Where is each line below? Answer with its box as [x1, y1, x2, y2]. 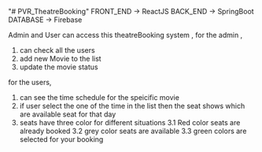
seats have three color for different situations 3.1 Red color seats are [19, 118, 241, 127]
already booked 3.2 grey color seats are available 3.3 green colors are [19, 126, 247, 135]
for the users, [8, 78, 52, 87]
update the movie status [19, 62, 98, 72]
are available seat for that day [19, 109, 116, 119]
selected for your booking [19, 135, 104, 144]
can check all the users [19, 46, 96, 54]
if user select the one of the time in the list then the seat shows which [19, 102, 245, 110]
